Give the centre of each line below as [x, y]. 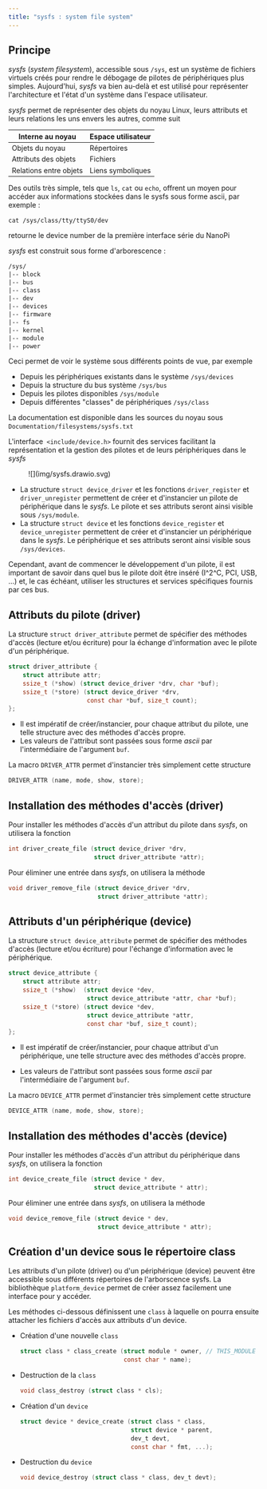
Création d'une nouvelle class [69, 1336]
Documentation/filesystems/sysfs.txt [71, 427]
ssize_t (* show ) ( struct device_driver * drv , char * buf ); [121, 683]
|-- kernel [26, 331]
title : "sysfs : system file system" [71, 17]
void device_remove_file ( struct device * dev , [89, 1218]
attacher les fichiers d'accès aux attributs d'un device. [98, 1321]
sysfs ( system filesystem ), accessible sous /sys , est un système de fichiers [132, 69]
